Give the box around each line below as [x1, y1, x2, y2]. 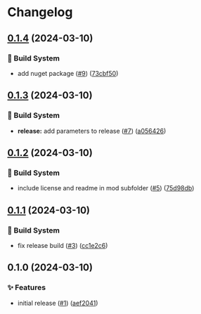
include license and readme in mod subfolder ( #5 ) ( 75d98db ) [17, 184, 195, 192]
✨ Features [7, 282, 46, 292]
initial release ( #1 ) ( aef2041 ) [17, 299, 98, 307]
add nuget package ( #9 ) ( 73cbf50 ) [17, 69, 119, 77]
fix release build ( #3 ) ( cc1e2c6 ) [17, 241, 108, 249]
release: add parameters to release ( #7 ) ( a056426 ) [17, 126, 167, 135]
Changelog [7, 4, 73, 20]
